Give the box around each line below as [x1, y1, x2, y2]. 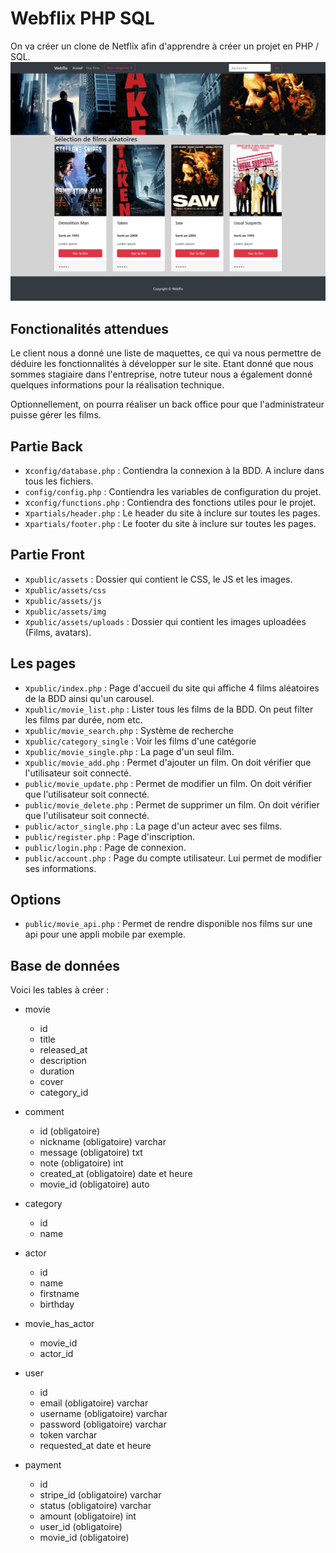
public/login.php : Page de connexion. [24, 841, 187, 853]
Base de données [10, 957, 121, 974]
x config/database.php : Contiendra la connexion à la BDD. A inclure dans [24, 464, 325, 476]
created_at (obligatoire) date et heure [39, 1168, 193, 1180]
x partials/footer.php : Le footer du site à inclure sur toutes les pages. [24, 517, 317, 529]
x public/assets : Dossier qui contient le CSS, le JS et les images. [24, 573, 293, 585]
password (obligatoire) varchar [39, 1418, 167, 1431]
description [39, 1055, 87, 1067]
